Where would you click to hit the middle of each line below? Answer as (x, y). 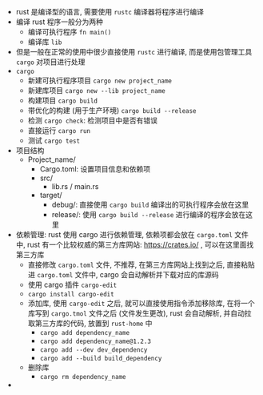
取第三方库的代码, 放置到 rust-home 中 (90, 323)
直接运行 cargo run (59, 130)
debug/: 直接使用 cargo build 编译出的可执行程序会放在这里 (150, 204)
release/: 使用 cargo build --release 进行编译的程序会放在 (149, 214)
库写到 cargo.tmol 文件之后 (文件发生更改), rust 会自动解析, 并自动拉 (139, 313)
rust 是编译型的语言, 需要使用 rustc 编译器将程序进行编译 (110, 12)
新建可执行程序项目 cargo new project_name (100, 80)
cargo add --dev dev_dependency (94, 350)
